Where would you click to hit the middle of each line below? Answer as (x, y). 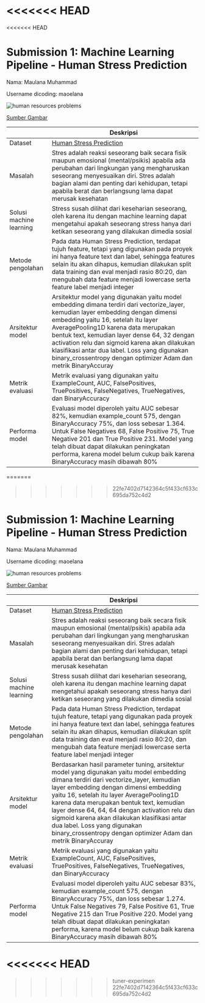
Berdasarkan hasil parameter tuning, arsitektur (118, 764)
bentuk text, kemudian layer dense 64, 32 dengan (123, 335)
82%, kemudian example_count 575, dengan (116, 415)
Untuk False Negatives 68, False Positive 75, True (123, 431)
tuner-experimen (134, 980)
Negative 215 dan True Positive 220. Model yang (122, 914)
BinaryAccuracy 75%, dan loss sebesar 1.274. (118, 899)
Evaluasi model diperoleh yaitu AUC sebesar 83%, (124, 883)
